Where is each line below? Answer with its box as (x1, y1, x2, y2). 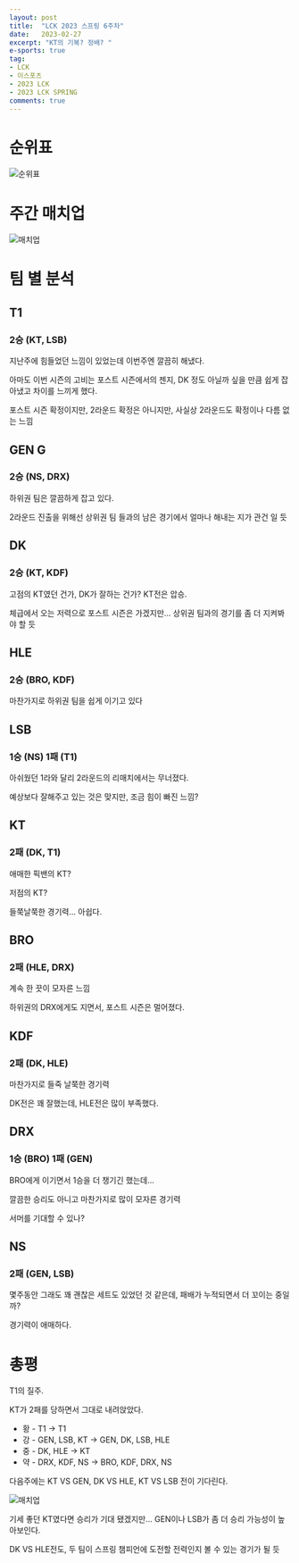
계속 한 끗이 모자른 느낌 (9, 983, 91, 994)
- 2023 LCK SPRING (9, 88, 78, 96)
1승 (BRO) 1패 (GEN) (9, 1153, 94, 1166)
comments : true (9, 96, 66, 105)
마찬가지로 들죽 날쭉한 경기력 (9, 1078, 110, 1090)
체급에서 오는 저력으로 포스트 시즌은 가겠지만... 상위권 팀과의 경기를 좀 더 (9, 607, 262, 618)
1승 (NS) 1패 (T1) (9, 750, 78, 763)
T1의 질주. (9, 1385, 45, 1396)
